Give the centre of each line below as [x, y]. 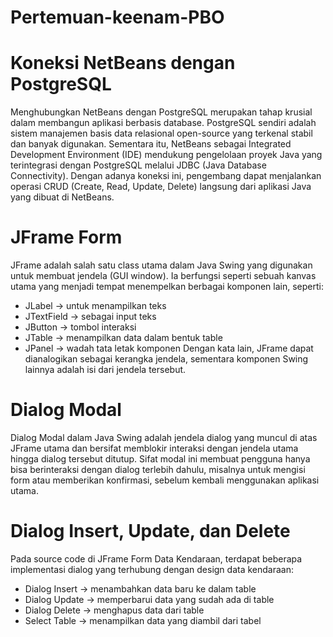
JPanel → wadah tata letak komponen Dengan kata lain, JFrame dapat [169, 348]
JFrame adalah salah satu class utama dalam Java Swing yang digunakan [161, 265]
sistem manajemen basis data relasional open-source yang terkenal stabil [161, 133]
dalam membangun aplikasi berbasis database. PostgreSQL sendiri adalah [163, 123]
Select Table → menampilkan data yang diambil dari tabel [143, 620]
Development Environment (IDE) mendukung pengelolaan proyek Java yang [166, 155]
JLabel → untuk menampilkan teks [95, 306]
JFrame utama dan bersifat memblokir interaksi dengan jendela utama [154, 448]
